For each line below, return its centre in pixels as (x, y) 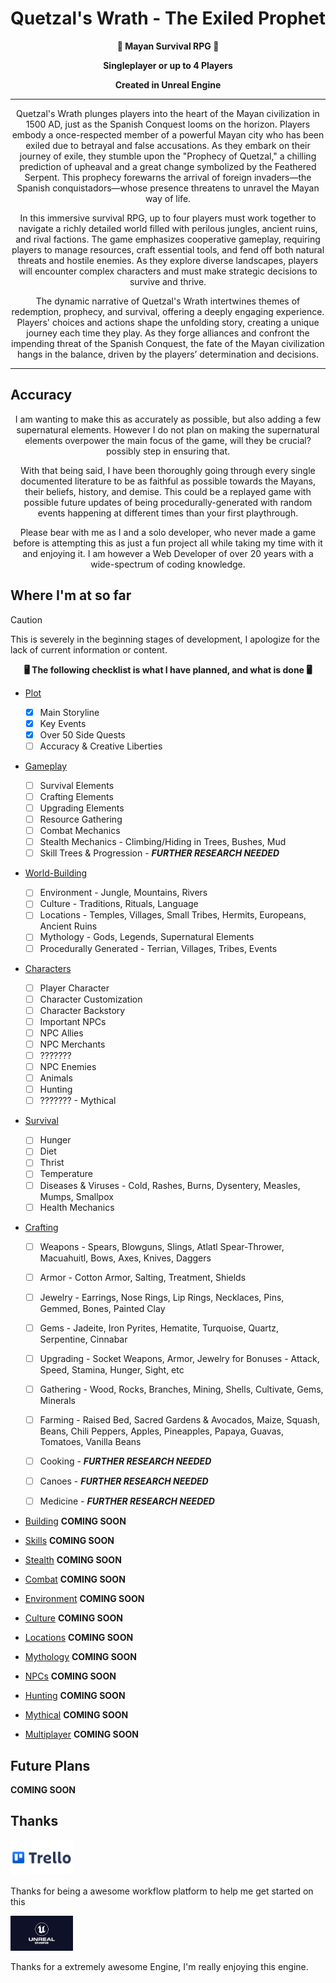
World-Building (56, 873)
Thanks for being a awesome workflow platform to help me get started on (162, 1891)
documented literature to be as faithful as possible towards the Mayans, (168, 481)
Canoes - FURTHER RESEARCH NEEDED (124, 1481)
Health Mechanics (77, 1207)
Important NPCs (73, 1021)
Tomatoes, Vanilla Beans (90, 1442)
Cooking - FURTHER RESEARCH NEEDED (125, 1461)
